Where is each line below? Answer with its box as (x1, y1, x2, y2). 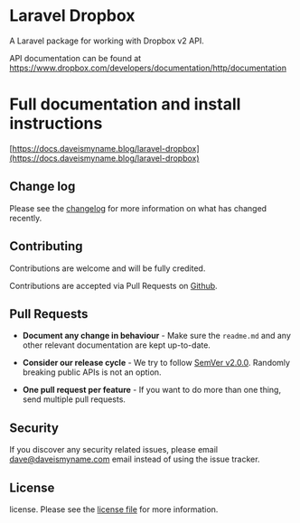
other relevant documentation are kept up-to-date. (22, 340, 211, 350)
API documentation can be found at (9, 52, 142, 63)
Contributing (9, 238, 83, 254)
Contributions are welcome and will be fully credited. (9, 263, 206, 274)
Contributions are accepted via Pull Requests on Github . (9, 280, 219, 291)
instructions (9, 114, 103, 134)
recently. (9, 212, 42, 223)
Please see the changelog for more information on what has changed (9, 202, 267, 213)
